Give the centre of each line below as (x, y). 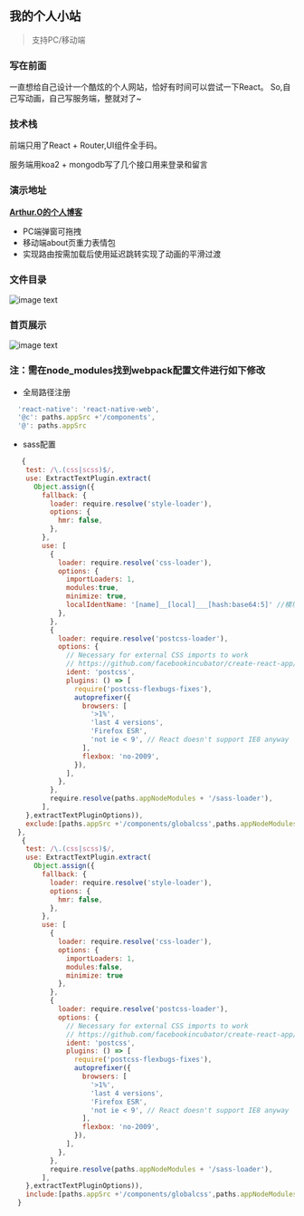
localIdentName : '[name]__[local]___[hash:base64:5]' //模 (179, 605)
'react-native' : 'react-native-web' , (89, 409)
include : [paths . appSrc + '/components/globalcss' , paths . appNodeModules (161, 1194)
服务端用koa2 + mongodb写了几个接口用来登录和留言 (109, 165)
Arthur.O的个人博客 (46, 212)
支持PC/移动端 (58, 40)
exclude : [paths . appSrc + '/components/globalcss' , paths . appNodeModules (161, 824)
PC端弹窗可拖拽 (52, 231)
